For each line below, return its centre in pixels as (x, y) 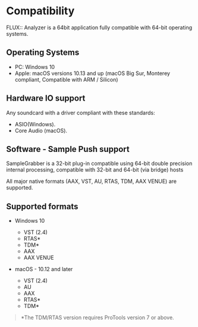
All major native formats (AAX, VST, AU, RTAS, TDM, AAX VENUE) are (92, 181)
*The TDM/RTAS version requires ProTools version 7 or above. (97, 317)
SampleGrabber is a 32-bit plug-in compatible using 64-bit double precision (99, 163)
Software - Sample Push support (68, 149)
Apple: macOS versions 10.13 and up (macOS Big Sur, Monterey (92, 73)
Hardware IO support (46, 99)
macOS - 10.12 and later (44, 269)
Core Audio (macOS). (41, 130)
